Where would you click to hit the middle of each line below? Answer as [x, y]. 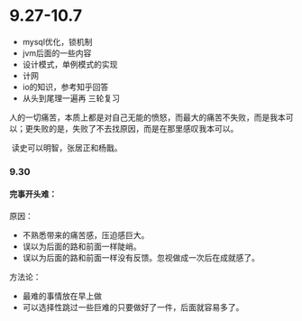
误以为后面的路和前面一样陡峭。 [82, 247]
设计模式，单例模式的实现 [70, 64]
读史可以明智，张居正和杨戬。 [67, 147]
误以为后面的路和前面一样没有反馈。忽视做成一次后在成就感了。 [141, 258]
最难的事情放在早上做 [62, 296]
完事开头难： [33, 194]
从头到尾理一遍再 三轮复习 [71, 98]
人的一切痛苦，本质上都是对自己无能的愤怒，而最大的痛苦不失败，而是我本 [147, 117]
